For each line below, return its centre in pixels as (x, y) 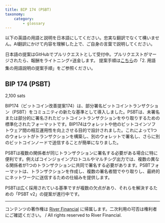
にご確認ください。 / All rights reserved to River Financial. (63, 215)
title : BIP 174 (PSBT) (28, 10)
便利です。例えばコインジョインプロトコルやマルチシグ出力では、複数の (78, 159)
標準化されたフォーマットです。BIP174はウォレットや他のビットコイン (76, 124)
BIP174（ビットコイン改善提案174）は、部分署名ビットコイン (67, 106)
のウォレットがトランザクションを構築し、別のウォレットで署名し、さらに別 (82, 136)
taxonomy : (15, 14)
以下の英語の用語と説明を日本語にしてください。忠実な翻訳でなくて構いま (80, 38)
